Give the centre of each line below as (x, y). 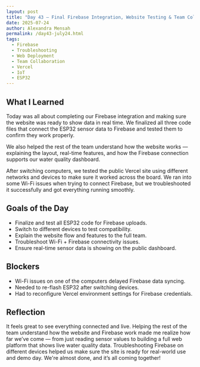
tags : (13, 39)
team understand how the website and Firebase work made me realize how (98, 333)
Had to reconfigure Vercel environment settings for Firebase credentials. (104, 293)
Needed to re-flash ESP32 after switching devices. (77, 287)
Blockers (23, 267)
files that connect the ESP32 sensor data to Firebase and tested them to (94, 129)
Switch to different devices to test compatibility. (73, 229)
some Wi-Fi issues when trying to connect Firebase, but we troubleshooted (99, 183)
